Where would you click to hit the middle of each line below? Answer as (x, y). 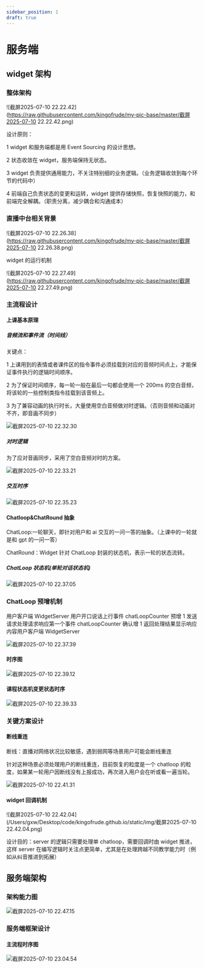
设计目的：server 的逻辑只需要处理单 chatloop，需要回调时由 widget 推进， (101, 842)
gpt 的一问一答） (39, 540)
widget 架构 (29, 74)
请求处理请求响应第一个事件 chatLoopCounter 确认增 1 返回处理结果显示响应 (102, 624)
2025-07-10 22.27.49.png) (40, 288)
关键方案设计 (25, 721)
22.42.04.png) (24, 829)
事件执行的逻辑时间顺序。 (44, 372)
